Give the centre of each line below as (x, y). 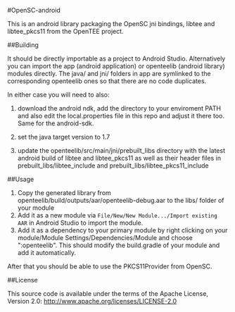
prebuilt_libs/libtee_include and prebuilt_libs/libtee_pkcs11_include (113, 166)
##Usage (21, 179)
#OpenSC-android (34, 10)
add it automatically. (46, 252)
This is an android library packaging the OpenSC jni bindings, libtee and (111, 24)
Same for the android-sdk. (56, 123)
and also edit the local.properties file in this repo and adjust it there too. (121, 116)
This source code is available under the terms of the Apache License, (108, 294)
